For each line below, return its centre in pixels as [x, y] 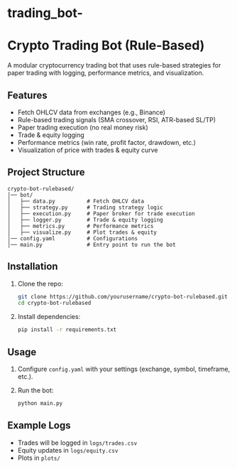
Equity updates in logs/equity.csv [68, 450]
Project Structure [46, 172]
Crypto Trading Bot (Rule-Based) [106, 46]
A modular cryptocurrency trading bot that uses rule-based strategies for [114, 65]
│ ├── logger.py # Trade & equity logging [85, 220]
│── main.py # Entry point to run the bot [92, 244]
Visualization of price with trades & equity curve [88, 150]
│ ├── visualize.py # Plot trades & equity [82, 232]
